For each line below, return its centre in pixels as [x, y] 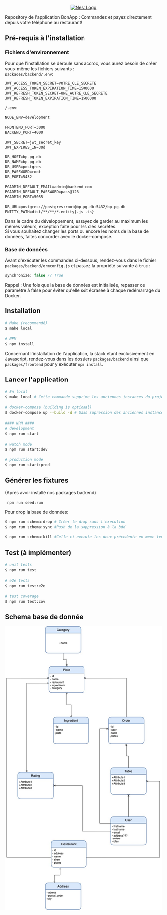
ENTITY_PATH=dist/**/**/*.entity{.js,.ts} [50, 212]
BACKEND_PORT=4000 [24, 132]
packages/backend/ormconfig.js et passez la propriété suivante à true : [78, 265]
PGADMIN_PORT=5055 [24, 197]
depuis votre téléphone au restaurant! [44, 23]
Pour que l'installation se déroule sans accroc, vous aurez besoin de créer [81, 63]
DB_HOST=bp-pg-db [23, 157]
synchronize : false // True [34, 275]
